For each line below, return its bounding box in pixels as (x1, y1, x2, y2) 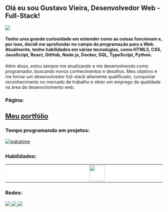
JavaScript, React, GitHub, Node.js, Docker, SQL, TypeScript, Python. (5, 52, 152, 58)
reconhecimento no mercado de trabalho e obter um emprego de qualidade (5, 79, 161, 85)
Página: (5, 96, 24, 103)
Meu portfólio (5, 112, 48, 121)
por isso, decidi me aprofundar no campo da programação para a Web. (5, 41, 155, 47)
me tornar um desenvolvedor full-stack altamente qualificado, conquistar (5, 74, 156, 80)
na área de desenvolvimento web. (5, 84, 75, 90)
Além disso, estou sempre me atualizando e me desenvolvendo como (5, 63, 148, 69)
